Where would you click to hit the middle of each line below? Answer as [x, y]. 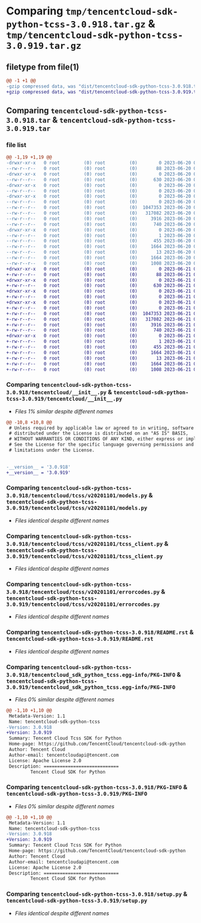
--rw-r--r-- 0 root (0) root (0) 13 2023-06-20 [99, 252]
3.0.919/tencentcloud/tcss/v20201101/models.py [77, 508]
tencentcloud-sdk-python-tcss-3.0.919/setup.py [77, 901]
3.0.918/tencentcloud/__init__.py [56, 392]
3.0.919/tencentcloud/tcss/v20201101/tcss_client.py [85, 556]
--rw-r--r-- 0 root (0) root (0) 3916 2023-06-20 [99, 218]
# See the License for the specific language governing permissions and [101, 445]
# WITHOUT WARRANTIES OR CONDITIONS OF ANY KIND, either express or [96, 439]
